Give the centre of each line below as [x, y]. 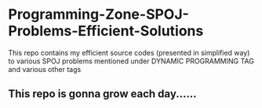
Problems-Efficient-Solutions [106, 31]
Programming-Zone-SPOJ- [99, 14]
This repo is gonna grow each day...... [103, 94]
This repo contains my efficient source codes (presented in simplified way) [129, 52]
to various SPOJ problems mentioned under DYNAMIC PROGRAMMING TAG [131, 61]
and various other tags [45, 69]
